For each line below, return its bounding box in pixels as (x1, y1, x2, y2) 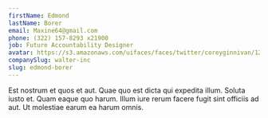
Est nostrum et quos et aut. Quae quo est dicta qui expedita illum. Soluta (8, 85, 246, 95)
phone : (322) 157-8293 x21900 (8, 33, 109, 42)
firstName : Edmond (8, 11, 69, 20)
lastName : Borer (8, 19, 62, 27)
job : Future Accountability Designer (8, 41, 134, 49)
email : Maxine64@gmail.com (8, 26, 98, 34)
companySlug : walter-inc (8, 57, 91, 65)
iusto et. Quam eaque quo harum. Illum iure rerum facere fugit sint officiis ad (8, 93, 259, 104)
